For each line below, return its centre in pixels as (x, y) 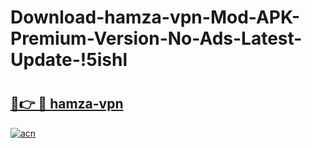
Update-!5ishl (69, 60)
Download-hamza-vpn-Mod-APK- (155, 17)
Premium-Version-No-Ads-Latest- (156, 38)
